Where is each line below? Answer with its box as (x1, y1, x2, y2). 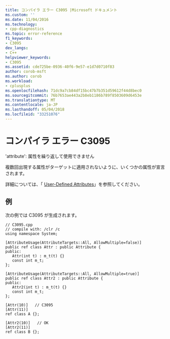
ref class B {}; (5, 329, 40, 334)
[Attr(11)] (5, 307, 28, 312)
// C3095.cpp (5, 222, 33, 227)
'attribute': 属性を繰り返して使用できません (5, 153, 95, 159)
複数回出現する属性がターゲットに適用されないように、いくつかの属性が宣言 (5, 164, 165, 170)
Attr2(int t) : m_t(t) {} (12, 284, 67, 290)
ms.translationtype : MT (5, 97, 56, 102)
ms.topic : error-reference (5, 31, 62, 36)
